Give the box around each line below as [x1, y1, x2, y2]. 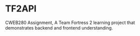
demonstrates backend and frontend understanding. [5, 24, 113, 30]
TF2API [5, 3, 36, 14]
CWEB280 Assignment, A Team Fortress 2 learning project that [5, 19, 135, 25]
